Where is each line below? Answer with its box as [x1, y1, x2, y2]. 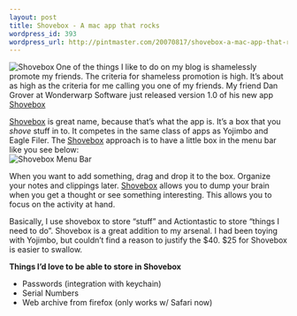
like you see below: [9, 145, 80, 155]
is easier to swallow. [9, 245, 82, 255]
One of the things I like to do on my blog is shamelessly [56, 62, 257, 72]
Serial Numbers [21, 288, 80, 298]
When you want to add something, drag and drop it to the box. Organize [9, 171, 271, 182]
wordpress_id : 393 [9, 29, 77, 38]
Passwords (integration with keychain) [21, 279, 162, 290]
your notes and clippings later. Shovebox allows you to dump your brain [9, 180, 270, 191]
